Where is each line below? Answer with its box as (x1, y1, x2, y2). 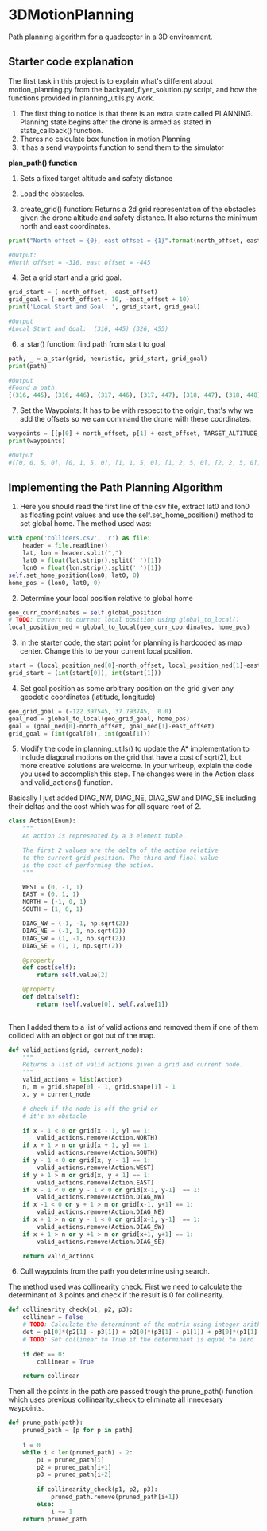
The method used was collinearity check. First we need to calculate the (8, 1282, 242, 1292)
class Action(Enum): (8, 817, 77, 826)
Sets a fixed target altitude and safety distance (19, 173, 173, 183)
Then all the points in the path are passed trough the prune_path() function (8, 1387, 253, 1396)
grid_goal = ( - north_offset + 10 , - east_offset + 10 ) (8, 296, 191, 304)
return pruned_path (22, 1515, 87, 1523)
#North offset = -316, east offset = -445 (8, 258, 151, 266)
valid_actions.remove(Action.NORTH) (37, 1134, 158, 1142)
